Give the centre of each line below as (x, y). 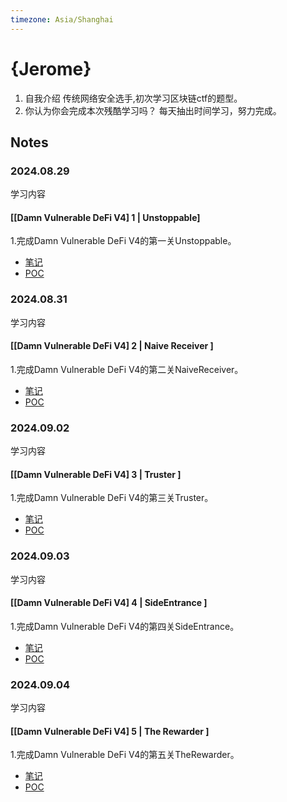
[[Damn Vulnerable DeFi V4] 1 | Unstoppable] (105, 217)
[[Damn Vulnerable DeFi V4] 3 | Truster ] (96, 474)
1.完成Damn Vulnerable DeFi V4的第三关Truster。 (112, 498)
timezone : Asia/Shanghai (62, 19)
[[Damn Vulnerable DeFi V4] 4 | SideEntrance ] (109, 603)
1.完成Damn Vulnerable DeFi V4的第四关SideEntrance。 (125, 626)
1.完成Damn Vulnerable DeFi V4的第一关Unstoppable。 (123, 241)
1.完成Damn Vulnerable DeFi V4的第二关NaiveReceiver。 (127, 369)
